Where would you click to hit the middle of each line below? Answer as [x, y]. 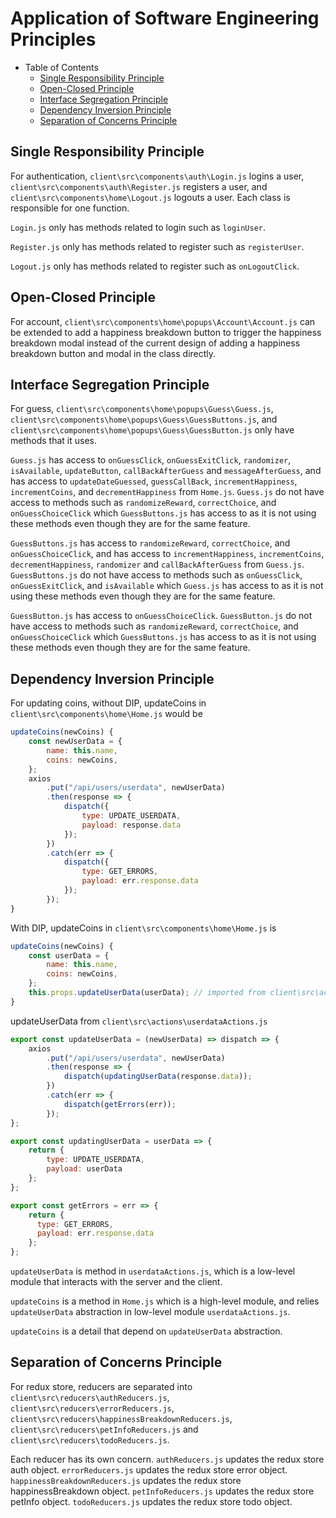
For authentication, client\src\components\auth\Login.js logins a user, [157, 176]
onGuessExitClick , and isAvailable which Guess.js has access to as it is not [167, 586]
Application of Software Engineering [165, 18]
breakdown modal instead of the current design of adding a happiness [155, 343]
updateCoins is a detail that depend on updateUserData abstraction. [146, 1331]
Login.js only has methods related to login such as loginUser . [138, 227]
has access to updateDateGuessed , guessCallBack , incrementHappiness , [154, 481]
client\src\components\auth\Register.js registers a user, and [139, 186]
